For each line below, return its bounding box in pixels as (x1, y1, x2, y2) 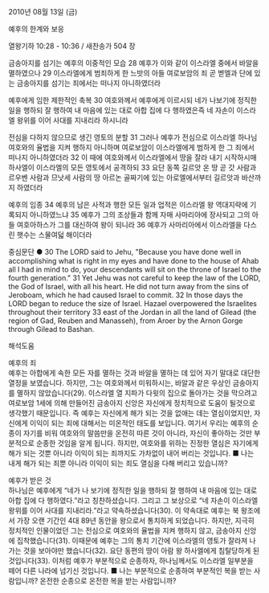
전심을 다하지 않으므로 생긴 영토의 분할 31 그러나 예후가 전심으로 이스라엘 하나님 (8, 133, 258, 142)
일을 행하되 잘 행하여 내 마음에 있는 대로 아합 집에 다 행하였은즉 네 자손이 (8, 105, 235, 115)
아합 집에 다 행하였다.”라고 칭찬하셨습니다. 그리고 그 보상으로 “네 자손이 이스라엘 (8, 496, 259, 505)
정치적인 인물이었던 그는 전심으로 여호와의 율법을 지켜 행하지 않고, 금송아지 (8, 526, 243, 535)
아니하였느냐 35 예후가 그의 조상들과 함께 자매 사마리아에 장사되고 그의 (29, 210, 251, 219)
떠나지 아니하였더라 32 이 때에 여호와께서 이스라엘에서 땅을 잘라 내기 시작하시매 (8, 153, 257, 162)
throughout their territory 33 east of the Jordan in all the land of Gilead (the (8, 308, 257, 317)
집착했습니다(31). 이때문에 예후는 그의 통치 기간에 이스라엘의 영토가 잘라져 (16, 536, 248, 545)
